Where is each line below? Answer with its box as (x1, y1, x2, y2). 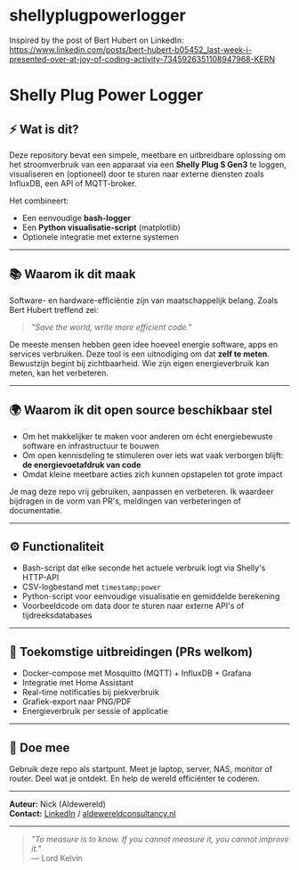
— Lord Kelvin (30, 853, 83, 863)
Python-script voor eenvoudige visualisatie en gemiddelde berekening (21, 591, 280, 602)
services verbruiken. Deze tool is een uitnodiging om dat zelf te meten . (9, 349, 270, 359)
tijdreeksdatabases (21, 610, 93, 620)
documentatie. (9, 505, 62, 515)
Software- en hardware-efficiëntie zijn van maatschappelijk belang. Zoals (9, 295, 279, 306)
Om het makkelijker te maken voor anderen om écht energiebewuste (21, 431, 273, 441)
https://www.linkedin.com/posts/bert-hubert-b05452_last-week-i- (9, 44, 252, 54)
